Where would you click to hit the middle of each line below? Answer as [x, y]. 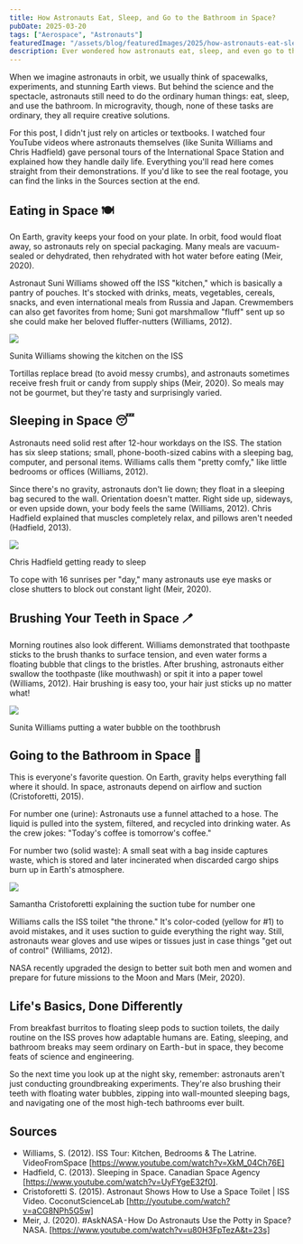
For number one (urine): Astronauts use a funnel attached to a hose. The [144, 814]
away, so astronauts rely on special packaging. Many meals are [127, 246]
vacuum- [263, 246]
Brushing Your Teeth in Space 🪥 [102, 618]
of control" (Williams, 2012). [61, 950]
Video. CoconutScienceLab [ [76, 1201]
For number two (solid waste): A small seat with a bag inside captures [139, 851]
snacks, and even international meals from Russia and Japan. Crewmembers [152, 302]
